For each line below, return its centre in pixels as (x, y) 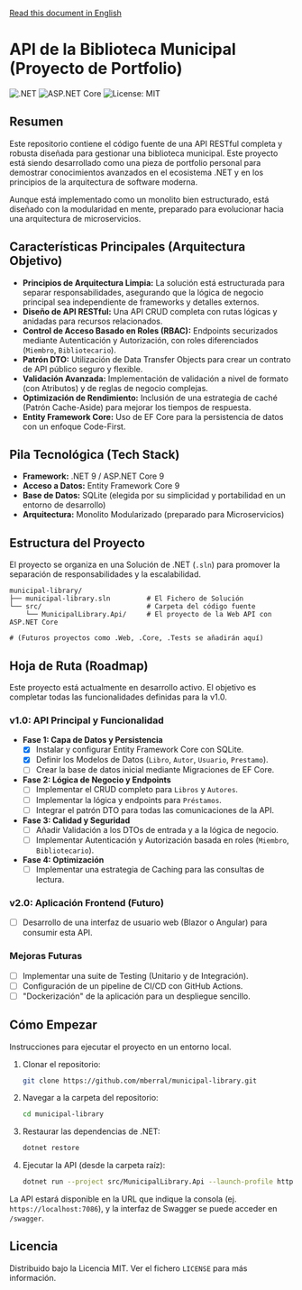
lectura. (50, 879)
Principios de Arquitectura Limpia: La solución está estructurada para (154, 282)
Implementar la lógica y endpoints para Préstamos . (129, 800)
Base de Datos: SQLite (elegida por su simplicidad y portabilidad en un (154, 496)
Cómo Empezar (53, 1025)
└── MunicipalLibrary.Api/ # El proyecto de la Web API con (149, 615)
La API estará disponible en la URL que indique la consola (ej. (123, 1199)
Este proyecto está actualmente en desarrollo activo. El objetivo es (133, 687)
